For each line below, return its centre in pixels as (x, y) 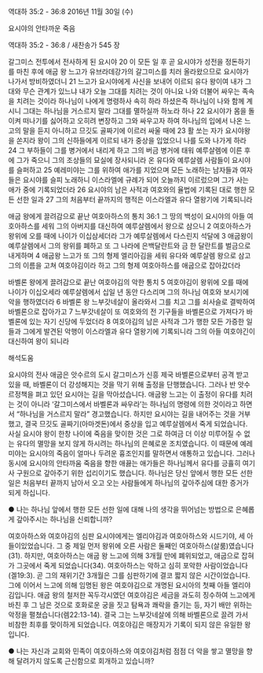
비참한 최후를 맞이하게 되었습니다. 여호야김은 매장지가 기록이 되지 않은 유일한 (126, 625)
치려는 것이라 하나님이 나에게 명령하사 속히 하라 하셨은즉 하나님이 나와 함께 (130, 101)
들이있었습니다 (31, 546)
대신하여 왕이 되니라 (38, 341)
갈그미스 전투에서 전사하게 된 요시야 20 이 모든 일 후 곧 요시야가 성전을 (116, 62)
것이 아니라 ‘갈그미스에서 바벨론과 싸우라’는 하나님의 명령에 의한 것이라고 (127, 404)
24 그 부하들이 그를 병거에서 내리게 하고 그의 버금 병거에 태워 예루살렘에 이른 (125, 150)
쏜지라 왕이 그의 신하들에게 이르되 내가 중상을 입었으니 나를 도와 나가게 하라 (131, 141)
